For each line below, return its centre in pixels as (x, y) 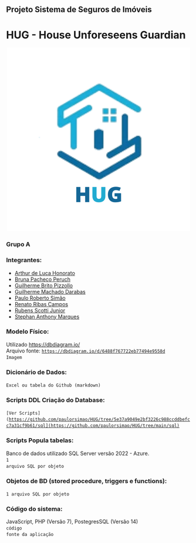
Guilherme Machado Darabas (50, 291)
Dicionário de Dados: (37, 372)
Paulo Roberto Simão (40, 298)
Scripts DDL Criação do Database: (55, 400)
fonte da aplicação (30, 535)
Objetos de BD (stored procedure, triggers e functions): (87, 481)
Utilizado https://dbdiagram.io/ (43, 344)
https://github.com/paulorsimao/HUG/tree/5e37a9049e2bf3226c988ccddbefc (99, 420)
